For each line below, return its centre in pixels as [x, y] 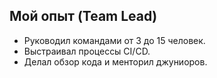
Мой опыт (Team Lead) [83, 16]
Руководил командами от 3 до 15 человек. [114, 40]
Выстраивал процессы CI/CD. [87, 51]
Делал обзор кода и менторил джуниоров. [115, 61]
